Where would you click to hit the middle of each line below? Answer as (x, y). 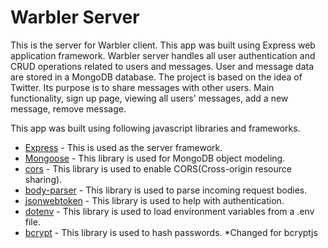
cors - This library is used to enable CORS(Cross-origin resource (158, 168)
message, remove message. (68, 108)
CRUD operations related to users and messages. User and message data (162, 66)
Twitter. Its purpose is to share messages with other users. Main (142, 87)
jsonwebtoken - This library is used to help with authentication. (154, 200)
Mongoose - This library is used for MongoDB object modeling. (155, 158)
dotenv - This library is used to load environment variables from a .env (169, 211)
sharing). (43, 179)
